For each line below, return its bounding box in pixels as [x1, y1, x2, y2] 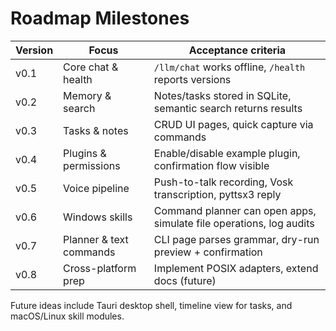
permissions [63, 158, 121, 172]
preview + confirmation [153, 245, 263, 259]
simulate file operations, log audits [153, 216, 315, 230]
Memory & [63, 88, 112, 102]
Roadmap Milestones [10, 7, 190, 30]
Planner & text [63, 232, 129, 246]
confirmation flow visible [153, 158, 270, 172]
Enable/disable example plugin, [153, 146, 301, 160]
